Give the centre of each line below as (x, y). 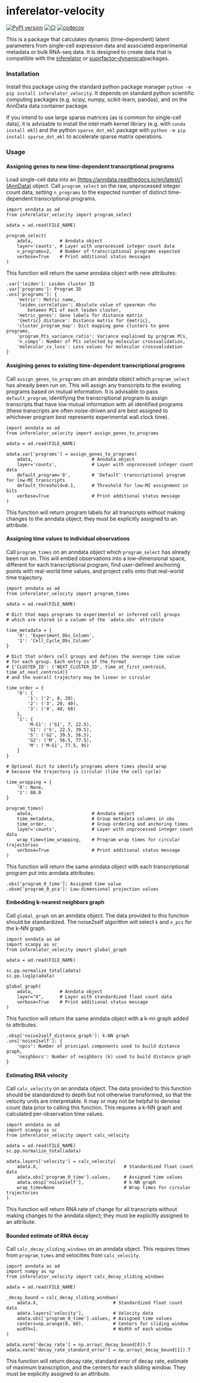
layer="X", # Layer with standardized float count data (94, 997)
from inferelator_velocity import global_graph (67, 950)
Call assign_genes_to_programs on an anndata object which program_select (98, 379)
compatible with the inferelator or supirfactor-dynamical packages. (88, 58)
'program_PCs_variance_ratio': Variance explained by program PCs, (102, 336)
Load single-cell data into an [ (43, 180)
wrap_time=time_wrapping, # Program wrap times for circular (99, 840)
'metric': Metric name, (47, 300)
